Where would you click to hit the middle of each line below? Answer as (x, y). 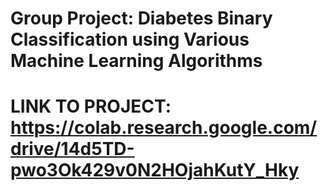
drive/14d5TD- (72, 149)
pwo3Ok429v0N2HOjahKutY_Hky (155, 170)
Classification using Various (130, 39)
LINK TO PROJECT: (91, 106)
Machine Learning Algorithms (136, 61)
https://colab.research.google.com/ (164, 128)
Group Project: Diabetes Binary (141, 18)
